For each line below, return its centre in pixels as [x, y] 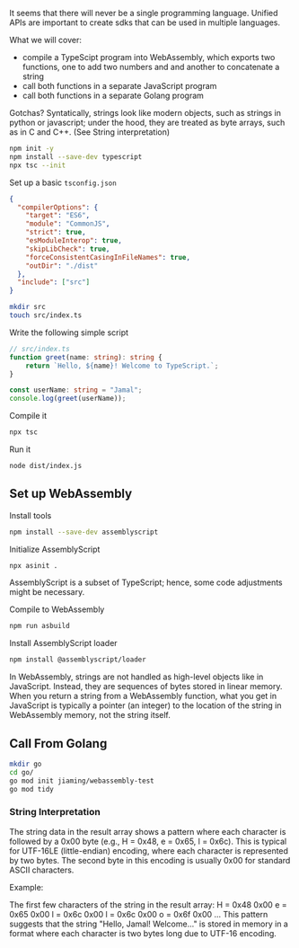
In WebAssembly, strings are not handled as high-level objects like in [136, 677]
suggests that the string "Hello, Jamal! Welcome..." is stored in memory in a [149, 924]
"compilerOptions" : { [58, 207]
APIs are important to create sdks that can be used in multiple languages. [145, 22]
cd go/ [22, 772]
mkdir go [26, 764]
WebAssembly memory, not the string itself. [90, 715]
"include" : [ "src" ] [54, 282]
